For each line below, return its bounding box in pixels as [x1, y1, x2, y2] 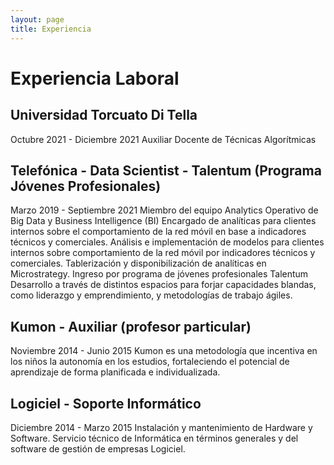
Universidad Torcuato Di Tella [10, 107, 198, 124]
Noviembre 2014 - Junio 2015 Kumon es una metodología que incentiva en [10, 345, 318, 357]
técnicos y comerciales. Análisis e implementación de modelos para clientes [10, 236, 325, 248]
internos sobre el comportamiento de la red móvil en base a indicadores [10, 226, 307, 238]
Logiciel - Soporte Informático [10, 395, 202, 412]
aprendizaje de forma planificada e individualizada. [10, 366, 221, 378]
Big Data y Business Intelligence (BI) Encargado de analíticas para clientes [10, 215, 317, 227]
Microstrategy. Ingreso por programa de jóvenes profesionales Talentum [10, 268, 309, 280]
